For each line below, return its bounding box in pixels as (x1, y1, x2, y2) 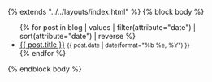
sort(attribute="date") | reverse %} (19, 32, 136, 41)
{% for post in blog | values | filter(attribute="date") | (19, 23, 197, 32)
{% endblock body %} (7, 64, 82, 74)
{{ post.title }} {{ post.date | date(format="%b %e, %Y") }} (19, 40, 190, 50)
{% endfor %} (19, 49, 67, 58)
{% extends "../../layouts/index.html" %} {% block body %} (7, 7, 205, 16)
